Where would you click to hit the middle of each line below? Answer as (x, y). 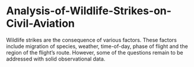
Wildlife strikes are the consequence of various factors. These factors (91, 40)
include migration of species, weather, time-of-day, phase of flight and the (97, 46)
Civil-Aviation (41, 23)
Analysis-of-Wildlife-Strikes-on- (89, 11)
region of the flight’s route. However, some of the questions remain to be (95, 52)
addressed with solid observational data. (56, 59)
